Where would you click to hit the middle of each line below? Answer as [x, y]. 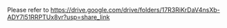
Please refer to [28, 10]
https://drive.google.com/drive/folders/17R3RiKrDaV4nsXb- [135, 10]
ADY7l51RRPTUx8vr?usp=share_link [58, 17]
